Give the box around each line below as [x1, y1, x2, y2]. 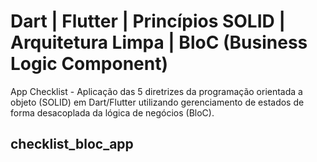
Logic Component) [10, 53, 168, 75]
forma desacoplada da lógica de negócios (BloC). [10, 106, 215, 119]
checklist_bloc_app [10, 136, 134, 153]
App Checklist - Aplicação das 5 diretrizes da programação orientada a [10, 85, 303, 97]
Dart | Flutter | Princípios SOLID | [10, 10, 286, 33]
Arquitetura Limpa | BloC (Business [10, 31, 308, 54]
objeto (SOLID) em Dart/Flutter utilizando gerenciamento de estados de [10, 96, 305, 108]
